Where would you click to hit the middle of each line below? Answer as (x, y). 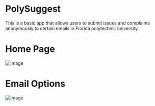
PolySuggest (33, 9)
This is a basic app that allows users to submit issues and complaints (78, 23)
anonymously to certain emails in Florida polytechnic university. (72, 28)
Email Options (35, 84)
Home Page (30, 49)
